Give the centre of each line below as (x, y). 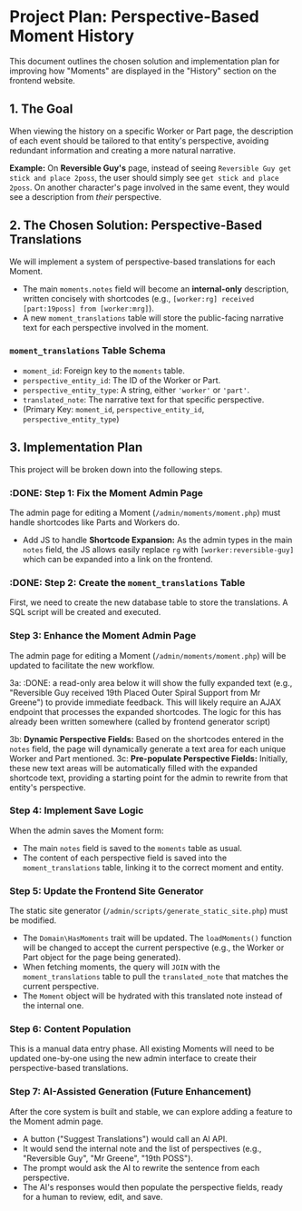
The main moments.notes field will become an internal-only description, (156, 289)
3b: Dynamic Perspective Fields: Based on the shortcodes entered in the (146, 739)
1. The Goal (41, 109)
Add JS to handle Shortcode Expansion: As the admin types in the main (157, 540)
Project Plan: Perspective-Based (135, 17)
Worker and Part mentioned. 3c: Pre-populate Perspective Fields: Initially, (149, 758)
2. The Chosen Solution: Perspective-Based (136, 226)
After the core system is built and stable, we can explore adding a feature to (151, 1111)
